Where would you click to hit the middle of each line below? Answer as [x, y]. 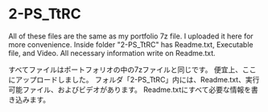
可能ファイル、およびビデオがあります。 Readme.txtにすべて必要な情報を [130, 90]
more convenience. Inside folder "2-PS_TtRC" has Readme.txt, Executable [131, 44]
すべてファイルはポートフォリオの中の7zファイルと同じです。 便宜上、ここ [132, 70]
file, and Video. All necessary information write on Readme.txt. [112, 53]
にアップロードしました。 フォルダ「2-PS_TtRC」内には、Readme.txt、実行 [134, 79]
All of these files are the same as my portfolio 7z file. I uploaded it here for [131, 36]
